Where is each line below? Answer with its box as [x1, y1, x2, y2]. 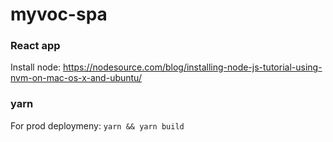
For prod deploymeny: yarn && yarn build [10, 119, 185, 132]
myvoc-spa [10, 3, 108, 26]
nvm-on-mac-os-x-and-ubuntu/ [10, 72, 142, 84]
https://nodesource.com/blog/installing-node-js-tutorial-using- [63, 61, 323, 73]
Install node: [10, 61, 62, 73]
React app [10, 39, 61, 53]
